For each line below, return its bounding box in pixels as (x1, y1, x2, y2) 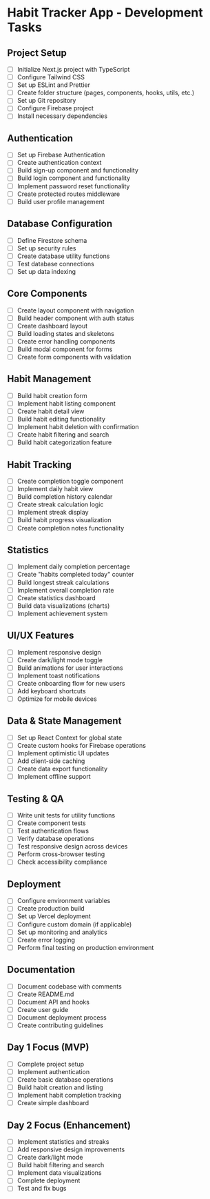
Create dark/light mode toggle (17, 655, 103, 664)
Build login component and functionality (17, 174, 131, 182)
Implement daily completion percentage (17, 562, 131, 571)
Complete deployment (17, 1176, 81, 1185)
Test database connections (17, 259, 94, 268)
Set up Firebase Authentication (17, 150, 105, 159)
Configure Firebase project (17, 104, 94, 112)
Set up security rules (17, 244, 77, 252)
